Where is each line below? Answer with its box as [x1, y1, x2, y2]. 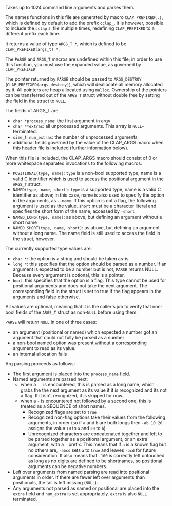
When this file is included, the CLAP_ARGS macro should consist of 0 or [5, 155, 158, 161]
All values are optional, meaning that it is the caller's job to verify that [5, 304, 151, 309]
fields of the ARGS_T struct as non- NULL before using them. [15, 309, 138, 315]
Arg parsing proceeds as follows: [5, 361, 75, 366]
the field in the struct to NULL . [5, 98, 67, 104]
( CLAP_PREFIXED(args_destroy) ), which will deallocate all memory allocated [5, 82, 163, 87]
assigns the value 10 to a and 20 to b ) [28, 425, 106, 431]
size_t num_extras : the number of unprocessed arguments [12, 134, 138, 140]
